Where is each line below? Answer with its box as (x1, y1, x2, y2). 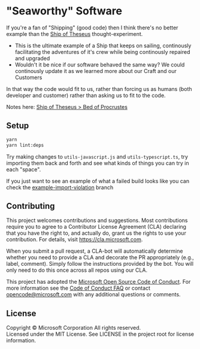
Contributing (6, 201, 55, 211)
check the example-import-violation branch (6, 184, 114, 191)
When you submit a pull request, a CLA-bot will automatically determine (6, 247, 183, 255)
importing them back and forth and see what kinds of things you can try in (6, 159, 189, 166)
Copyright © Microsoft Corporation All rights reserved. (6, 324, 141, 332)
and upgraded (14, 54, 50, 62)
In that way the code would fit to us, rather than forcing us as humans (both (6, 85, 193, 92)
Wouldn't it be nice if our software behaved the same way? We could (14, 61, 185, 68)
